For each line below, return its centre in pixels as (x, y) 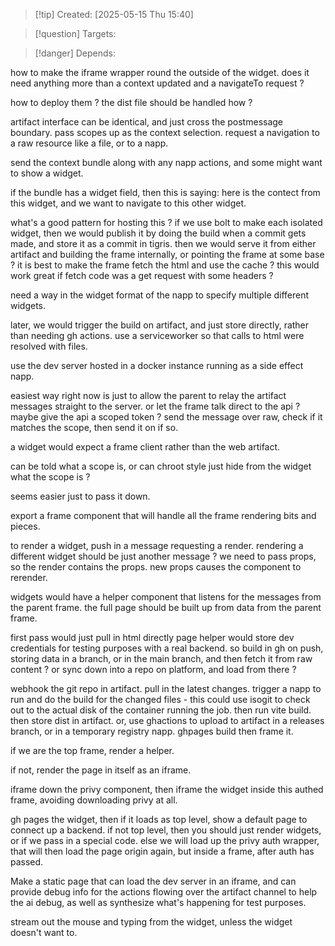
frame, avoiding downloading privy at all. (94, 800)
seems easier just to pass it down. (80, 496)
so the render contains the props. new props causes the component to (156, 567)
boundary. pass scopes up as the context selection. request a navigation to (165, 132)
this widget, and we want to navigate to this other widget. (128, 203)
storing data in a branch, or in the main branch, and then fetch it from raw (161, 658)
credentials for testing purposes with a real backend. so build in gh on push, (167, 648)
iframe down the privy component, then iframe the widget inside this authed (167, 789)
